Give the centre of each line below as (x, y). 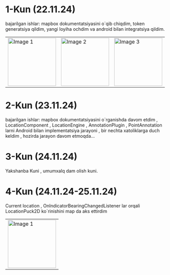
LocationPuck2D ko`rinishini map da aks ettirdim (56, 211)
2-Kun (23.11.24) (41, 105)
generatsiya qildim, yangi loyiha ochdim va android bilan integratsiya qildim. (85, 29)
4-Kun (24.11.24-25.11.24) (61, 192)
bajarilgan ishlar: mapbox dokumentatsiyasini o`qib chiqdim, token (75, 24)
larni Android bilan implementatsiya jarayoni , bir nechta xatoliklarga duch (83, 130)
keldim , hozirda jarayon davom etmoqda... (50, 136)
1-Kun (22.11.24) (40, 9)
